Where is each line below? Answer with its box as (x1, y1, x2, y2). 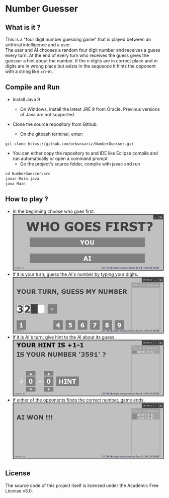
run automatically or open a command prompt (12, 155, 108, 161)
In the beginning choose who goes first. (12, 208, 96, 214)
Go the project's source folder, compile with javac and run (20, 160, 140, 167)
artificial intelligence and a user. (5, 42, 71, 48)
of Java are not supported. (20, 111, 75, 117)
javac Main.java (5, 176, 39, 181)
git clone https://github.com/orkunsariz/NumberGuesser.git (5, 141, 134, 146)
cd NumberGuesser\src (5, 171, 51, 176)
